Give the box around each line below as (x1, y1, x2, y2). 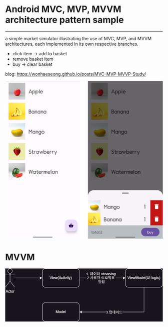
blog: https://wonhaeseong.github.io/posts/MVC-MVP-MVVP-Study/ (5, 71, 146, 77)
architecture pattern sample (5, 14, 124, 26)
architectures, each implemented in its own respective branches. (5, 41, 138, 47)
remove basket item (12, 56, 53, 62)
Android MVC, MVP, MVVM (5, 4, 121, 15)
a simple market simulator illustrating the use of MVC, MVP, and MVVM (5, 35, 151, 41)
